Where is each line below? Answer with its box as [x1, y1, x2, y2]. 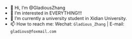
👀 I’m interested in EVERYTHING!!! [10, 10, 82, 16]
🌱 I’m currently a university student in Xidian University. [10, 15, 127, 21]
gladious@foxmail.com [10, 29, 56, 34]
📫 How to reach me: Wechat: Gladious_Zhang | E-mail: [10, 21, 124, 27]
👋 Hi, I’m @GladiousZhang [10, 5, 65, 10]
